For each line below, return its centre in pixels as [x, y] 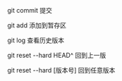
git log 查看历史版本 [36, 40]
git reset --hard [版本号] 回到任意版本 [61, 70]
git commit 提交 [30, 10]
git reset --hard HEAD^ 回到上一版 [57, 55]
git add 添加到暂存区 [37, 25]
